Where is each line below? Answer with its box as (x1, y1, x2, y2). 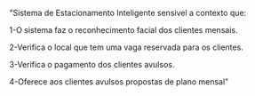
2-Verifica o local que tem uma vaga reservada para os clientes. (9, 42, 244, 52)
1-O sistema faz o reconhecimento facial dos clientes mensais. (9, 25, 238, 35)
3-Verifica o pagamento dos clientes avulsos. (9, 60, 175, 69)
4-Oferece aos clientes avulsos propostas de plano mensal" (9, 76, 229, 87)
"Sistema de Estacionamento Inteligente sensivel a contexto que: (9, 8, 247, 18)
